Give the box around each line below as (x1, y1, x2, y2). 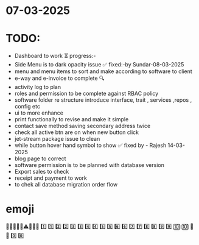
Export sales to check (14, 168, 69, 176)
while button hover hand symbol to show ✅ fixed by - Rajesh (14, 141, 167, 149)
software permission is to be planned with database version (14, 162, 165, 169)
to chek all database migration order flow (14, 181, 118, 188)
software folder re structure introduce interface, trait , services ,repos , (14, 96, 192, 104)
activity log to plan (14, 83, 61, 91)
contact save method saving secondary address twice (14, 122, 151, 130)
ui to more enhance (14, 109, 63, 116)
